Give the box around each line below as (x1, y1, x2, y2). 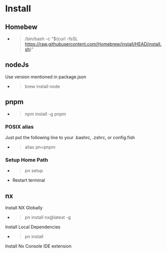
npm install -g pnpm (24, 111, 66, 117)
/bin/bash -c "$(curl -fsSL (24, 36, 78, 42)
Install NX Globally (5, 205, 43, 211)
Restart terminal (12, 177, 45, 183)
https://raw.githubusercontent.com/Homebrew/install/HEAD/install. (24, 41, 162, 47)
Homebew (5, 23, 38, 31)
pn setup (24, 168, 43, 174)
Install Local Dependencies (5, 224, 61, 230)
